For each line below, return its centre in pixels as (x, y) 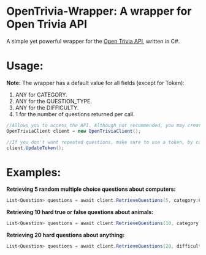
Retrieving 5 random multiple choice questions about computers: (91, 189)
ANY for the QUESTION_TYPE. (54, 101)
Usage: (25, 66)
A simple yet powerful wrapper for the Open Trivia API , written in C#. (93, 41)
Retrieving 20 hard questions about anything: (66, 235)
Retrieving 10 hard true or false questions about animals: (80, 212)
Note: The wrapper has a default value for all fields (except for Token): (96, 83)
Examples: (34, 172)
